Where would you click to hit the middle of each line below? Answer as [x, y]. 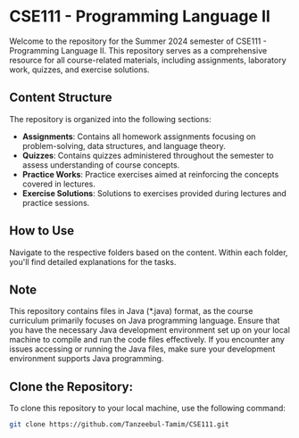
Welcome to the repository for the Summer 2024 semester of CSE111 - [138, 41]
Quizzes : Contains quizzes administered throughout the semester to [148, 155]
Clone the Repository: [71, 387]
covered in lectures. [59, 184]
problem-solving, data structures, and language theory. [124, 145]
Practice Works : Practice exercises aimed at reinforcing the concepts [150, 174]
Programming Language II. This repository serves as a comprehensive [138, 50]
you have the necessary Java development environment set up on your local [149, 330]
